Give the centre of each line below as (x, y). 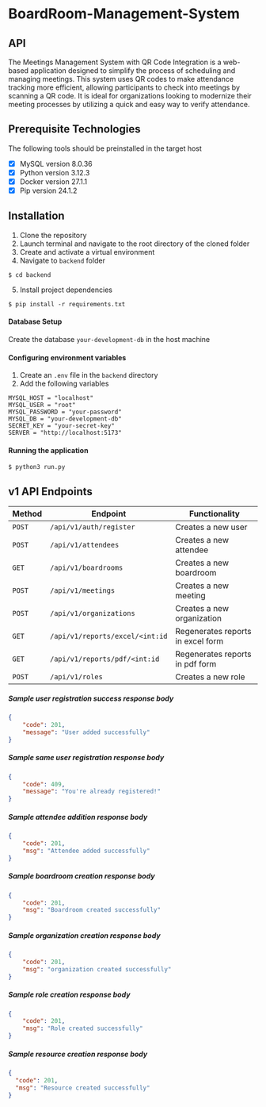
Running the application (48, 450)
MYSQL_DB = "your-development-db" (65, 419)
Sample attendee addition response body (78, 817)
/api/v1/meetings (83, 591)
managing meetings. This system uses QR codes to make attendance (121, 79)
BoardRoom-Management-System (124, 14)
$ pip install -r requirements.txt (67, 304)
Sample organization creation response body (84, 935)
